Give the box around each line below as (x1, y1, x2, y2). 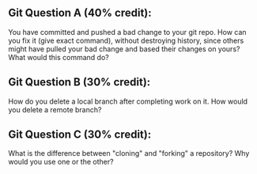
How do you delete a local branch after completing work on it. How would (8, 96, 248, 106)
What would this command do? (8, 52, 109, 62)
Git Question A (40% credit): (8, 6, 152, 20)
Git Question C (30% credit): (8, 128, 152, 142)
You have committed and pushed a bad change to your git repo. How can (8, 27, 247, 36)
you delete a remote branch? (8, 104, 102, 114)
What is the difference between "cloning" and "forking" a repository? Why (8, 149, 250, 158)
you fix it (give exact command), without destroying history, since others (8, 36, 244, 45)
